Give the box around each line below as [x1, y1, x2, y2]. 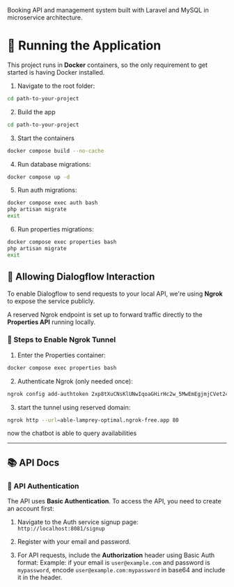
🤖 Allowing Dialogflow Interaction [7, 271, 155, 283]
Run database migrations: [17, 160, 91, 168]
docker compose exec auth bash [7, 199, 98, 206]
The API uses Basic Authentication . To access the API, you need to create [7, 497, 221, 505]
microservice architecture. [7, 13, 83, 22]
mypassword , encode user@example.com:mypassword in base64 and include [17, 566, 226, 574]
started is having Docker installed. [7, 68, 105, 76]
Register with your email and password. [17, 538, 131, 546]
